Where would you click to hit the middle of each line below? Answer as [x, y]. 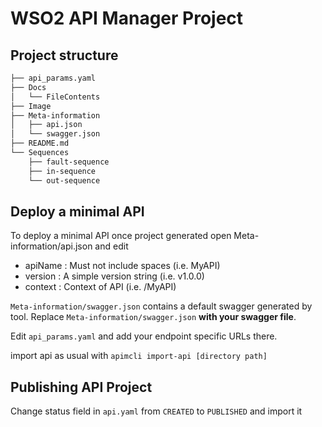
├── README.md [40, 143]
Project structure [64, 55]
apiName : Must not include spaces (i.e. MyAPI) [122, 266]
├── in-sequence [62, 171]
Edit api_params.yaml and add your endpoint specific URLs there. [144, 336]
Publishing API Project [81, 387]
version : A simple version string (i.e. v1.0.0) [114, 276]
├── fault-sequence [69, 162]
